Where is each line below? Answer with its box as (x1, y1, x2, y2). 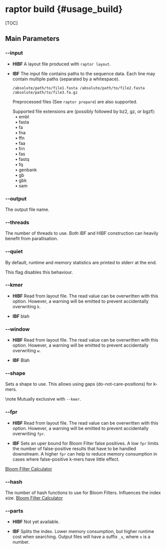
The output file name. (5, 206, 49, 212)
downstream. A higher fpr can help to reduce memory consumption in (12, 451, 157, 457)
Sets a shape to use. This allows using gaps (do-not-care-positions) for (5, 381, 152, 387)
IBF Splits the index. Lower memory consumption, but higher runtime (12, 529, 154, 535)
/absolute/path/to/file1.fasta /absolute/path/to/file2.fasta (12, 85, 145, 90)
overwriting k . (12, 303, 41, 309)
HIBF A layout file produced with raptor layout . (12, 61, 111, 67)
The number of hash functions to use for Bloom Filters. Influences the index (5, 490, 161, 496)
